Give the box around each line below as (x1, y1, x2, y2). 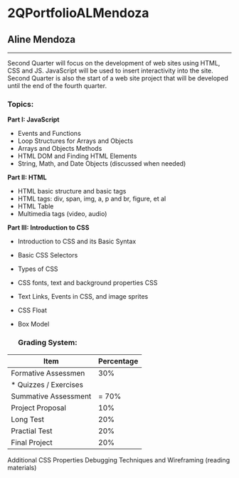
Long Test (11, 414, 45, 424)
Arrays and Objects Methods (17, 144, 102, 153)
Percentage (98, 356, 139, 366)
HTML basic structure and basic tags (17, 187, 127, 196)
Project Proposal (11, 403, 66, 413)
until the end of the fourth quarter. (7, 82, 107, 90)
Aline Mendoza (7, 33, 76, 46)
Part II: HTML (7, 173, 48, 182)
